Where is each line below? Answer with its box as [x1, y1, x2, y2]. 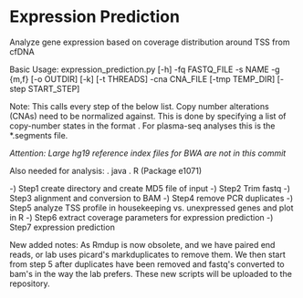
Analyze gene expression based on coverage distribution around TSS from [9, 36, 290, 47]
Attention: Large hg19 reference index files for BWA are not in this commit [9, 148, 287, 159]
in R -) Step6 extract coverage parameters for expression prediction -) [9, 211, 274, 222]
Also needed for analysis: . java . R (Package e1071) [9, 165, 203, 176]
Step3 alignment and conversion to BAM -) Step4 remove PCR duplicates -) [9, 192, 294, 203]
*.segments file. [9, 129, 68, 140]
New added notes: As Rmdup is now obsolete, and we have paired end [9, 239, 276, 250]
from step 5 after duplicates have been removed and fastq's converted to [9, 258, 285, 270]
